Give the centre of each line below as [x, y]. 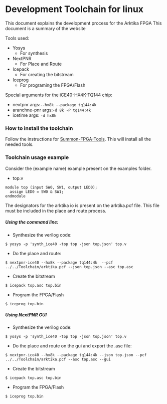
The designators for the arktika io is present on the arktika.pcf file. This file [82, 205]
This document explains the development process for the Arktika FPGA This [83, 23]
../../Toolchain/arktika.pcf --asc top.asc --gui [58, 359]
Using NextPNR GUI [26, 315]
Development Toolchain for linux [74, 9]
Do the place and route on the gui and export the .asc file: [72, 346]
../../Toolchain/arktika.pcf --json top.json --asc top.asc [69, 267]
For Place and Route [41, 64]
